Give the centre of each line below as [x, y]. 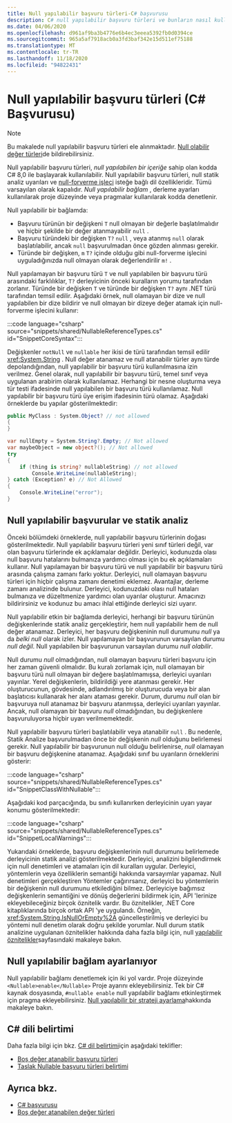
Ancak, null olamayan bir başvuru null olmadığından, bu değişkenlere [105, 711]
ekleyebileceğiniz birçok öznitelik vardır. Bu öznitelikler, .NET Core [101, 902]
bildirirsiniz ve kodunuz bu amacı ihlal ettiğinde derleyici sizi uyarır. [102, 603]
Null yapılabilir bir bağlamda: [48, 210]
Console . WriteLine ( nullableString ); [85, 473]
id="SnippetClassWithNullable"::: [54, 789]
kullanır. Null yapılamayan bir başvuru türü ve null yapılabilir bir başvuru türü [115, 566]
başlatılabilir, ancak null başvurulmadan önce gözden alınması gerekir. [118, 245]
